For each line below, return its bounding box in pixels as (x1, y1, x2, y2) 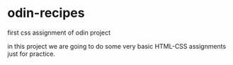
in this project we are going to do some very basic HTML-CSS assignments (7, 42, 227, 50)
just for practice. (7, 49, 55, 58)
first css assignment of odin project (7, 28, 111, 37)
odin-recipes (7, 5, 85, 21)
